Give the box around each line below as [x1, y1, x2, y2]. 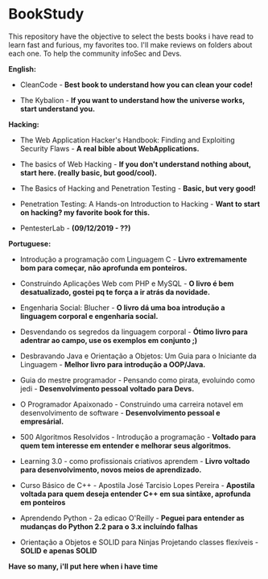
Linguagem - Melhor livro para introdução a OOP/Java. [19, 359, 206, 369]
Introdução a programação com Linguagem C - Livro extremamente [19, 254, 248, 264]
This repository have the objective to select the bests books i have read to [8, 31, 254, 41]
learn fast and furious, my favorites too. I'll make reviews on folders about [8, 39, 253, 49]
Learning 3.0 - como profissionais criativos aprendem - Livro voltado [19, 456, 250, 465]
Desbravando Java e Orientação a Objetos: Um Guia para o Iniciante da [19, 351, 258, 361]
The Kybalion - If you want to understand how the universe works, [19, 95, 245, 105]
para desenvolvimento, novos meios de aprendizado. [19, 465, 202, 474]
